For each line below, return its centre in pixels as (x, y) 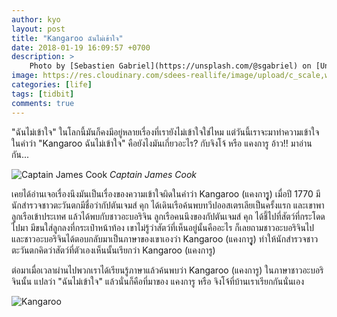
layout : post (38, 29)
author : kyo (36, 19)
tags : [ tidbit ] (43, 94)
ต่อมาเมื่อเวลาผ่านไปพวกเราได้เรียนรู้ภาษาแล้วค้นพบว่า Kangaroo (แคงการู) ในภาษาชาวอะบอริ (167, 270)
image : (25, 76)
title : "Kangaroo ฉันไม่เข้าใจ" (67, 38)
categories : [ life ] (52, 85)
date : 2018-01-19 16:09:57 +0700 (81, 47)
